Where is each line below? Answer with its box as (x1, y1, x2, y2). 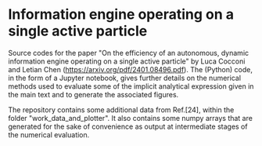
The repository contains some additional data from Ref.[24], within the (8, 104, 235, 115)
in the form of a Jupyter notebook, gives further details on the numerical (8, 73, 241, 82)
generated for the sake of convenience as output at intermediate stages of (8, 122, 248, 131)
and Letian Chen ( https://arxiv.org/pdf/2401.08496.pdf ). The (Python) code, (8, 64, 253, 74)
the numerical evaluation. (8, 130, 90, 139)
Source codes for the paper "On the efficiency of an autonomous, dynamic (8, 48, 249, 57)
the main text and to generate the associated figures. (8, 89, 179, 99)
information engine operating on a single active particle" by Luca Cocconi (8, 57, 246, 66)
